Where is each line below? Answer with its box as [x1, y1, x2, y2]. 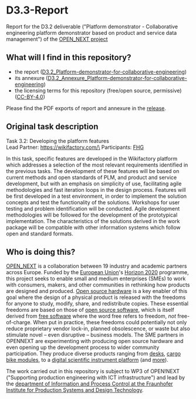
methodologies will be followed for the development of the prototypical [6, 211, 178, 218]
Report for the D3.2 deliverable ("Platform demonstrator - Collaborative [6, 23, 178, 30]
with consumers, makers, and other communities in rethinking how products [6, 281, 190, 288]
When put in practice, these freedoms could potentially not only [33, 319, 187, 326]
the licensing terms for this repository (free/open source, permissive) [14, 87, 182, 94]
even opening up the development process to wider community [6, 344, 160, 351]
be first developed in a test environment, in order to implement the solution [6, 192, 187, 199]
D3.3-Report [6, 4, 69, 17]
